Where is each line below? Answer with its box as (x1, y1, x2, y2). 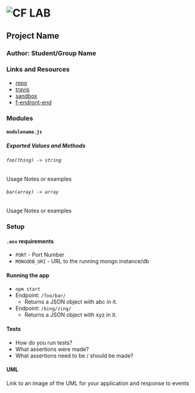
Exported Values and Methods (6, 141, 86, 149)
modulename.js (6, 129, 43, 135)
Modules (6, 114, 34, 122)
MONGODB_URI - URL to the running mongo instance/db (15, 258, 150, 265)
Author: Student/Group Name (6, 49, 96, 58)
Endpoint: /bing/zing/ (15, 305, 72, 312)
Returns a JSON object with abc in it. (24, 298, 118, 305)
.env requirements (6, 238, 54, 245)
